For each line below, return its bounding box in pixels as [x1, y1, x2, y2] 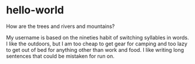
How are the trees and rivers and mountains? [6, 23, 115, 30]
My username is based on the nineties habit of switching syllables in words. [6, 34, 189, 41]
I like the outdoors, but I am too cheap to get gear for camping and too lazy [6, 40, 188, 47]
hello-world [6, 3, 65, 17]
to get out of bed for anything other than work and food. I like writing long [6, 46, 184, 53]
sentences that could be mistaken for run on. [6, 52, 115, 59]
